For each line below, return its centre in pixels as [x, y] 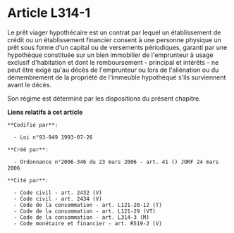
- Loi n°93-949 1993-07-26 [53, 137]
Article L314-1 [49, 13]
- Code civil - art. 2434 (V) [58, 199]
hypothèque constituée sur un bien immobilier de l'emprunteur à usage [110, 55]
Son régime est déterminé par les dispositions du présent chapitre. [104, 98]
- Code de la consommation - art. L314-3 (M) [82, 217]
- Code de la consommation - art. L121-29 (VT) [85, 211]
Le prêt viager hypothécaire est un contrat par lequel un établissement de [114, 32]
